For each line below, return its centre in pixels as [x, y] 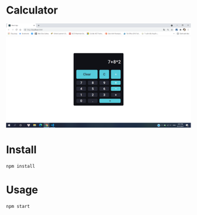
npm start [18, 207]
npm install [21, 166]
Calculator [32, 10]
